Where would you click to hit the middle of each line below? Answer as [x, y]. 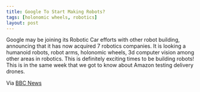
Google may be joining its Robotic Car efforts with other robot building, [93, 40]
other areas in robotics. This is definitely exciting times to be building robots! [100, 59]
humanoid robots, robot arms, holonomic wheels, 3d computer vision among [100, 53]
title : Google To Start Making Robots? [56, 12]
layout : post [22, 23]
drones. [16, 72]
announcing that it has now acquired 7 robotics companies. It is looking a [96, 46]
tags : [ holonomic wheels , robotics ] [52, 17]
